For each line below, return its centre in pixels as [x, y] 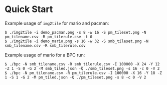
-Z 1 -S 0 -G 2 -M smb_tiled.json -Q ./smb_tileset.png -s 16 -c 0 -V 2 [82, 68]
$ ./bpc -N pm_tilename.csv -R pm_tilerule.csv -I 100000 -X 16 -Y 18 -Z [83, 73]
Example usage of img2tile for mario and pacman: [57, 23]
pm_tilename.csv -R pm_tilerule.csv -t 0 [49, 37]
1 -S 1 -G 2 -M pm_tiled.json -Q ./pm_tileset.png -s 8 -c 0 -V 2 [75, 77]
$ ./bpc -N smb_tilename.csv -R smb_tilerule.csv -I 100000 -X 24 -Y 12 [82, 64]
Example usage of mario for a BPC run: [45, 55]
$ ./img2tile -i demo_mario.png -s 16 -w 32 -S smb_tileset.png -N [77, 41]
